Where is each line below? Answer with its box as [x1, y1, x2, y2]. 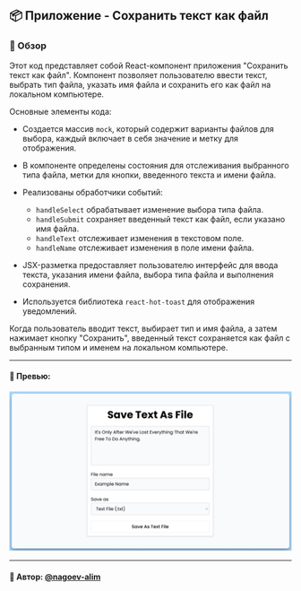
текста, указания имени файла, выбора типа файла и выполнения [21, 269, 274, 280]
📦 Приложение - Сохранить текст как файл [9, 8, 269, 23]
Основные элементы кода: [9, 106, 112, 117]
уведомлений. [21, 305, 78, 317]
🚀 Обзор [9, 39, 47, 52]
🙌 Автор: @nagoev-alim [9, 571, 101, 582]
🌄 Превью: [9, 371, 51, 382]
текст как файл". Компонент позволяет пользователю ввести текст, [9, 69, 268, 80]
